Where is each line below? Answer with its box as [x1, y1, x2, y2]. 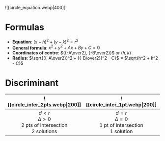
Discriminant [5, 77, 59, 89]
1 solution [110, 128, 133, 135]
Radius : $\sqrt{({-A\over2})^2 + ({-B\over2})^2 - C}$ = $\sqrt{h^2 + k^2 [12, 55, 158, 61]
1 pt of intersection [99, 122, 143, 129]
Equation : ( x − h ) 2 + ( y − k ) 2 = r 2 [12, 38, 79, 45]
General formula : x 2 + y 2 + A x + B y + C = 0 [12, 44, 100, 51]
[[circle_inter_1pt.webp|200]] [85, 101, 157, 108]
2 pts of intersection [21, 122, 68, 129]
